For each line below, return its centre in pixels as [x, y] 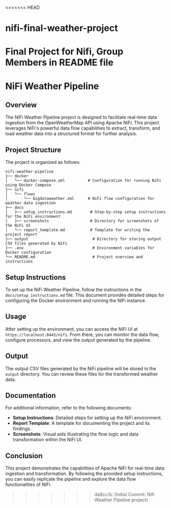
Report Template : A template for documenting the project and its [81, 423]
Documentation [31, 396]
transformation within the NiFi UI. [48, 440]
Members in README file [59, 62]
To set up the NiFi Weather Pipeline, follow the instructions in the [73, 289]
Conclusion [24, 456]
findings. [22, 429]
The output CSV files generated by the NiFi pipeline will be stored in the [81, 368]
